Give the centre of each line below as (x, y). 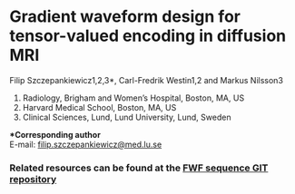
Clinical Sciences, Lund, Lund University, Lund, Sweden (127, 117)
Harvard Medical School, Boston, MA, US (99, 107)
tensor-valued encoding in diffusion (148, 36)
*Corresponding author (55, 134)
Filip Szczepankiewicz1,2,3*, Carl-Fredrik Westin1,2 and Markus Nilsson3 (147, 80)
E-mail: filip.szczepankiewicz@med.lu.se (86, 144)
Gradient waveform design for (125, 17)
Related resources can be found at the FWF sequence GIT (139, 168)
